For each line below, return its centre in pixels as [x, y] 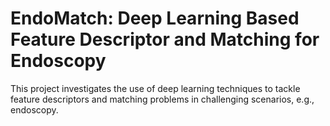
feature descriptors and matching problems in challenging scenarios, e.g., [162, 99]
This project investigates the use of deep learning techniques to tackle [155, 88]
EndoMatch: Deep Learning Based [155, 18]
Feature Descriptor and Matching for [165, 39]
